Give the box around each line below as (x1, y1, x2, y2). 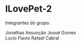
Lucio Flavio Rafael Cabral (5, 35, 59, 41)
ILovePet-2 (5, 3, 52, 15)
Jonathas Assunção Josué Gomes (5, 29, 76, 35)
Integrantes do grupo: (5, 20, 50, 26)
